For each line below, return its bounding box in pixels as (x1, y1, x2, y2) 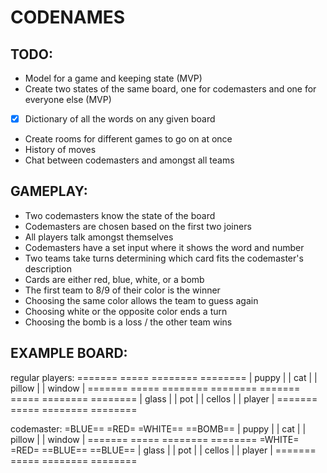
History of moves (24, 144, 97, 156)
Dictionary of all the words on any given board (24, 113, 216, 125)
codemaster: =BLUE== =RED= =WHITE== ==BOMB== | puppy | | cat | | (10, 422, 307, 435)
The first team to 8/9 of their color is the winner (24, 284, 221, 296)
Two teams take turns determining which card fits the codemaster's (24, 252, 304, 264)
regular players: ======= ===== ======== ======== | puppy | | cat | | (10, 371, 318, 383)
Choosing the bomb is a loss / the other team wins (24, 316, 233, 328)
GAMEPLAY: (10, 183, 88, 200)
